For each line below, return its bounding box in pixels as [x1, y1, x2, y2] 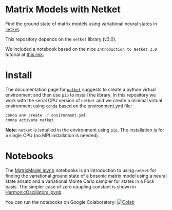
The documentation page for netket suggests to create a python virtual [5, 86, 156, 92]
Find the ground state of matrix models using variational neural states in [5, 21, 158, 27]
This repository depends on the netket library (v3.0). [5, 36, 117, 42]
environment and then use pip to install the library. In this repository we [5, 91, 156, 98]
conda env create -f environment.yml [5, 112, 86, 118]
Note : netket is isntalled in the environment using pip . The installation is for [5, 127, 164, 133]
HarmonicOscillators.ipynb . [5, 189, 63, 195]
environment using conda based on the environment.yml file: [5, 103, 132, 109]
